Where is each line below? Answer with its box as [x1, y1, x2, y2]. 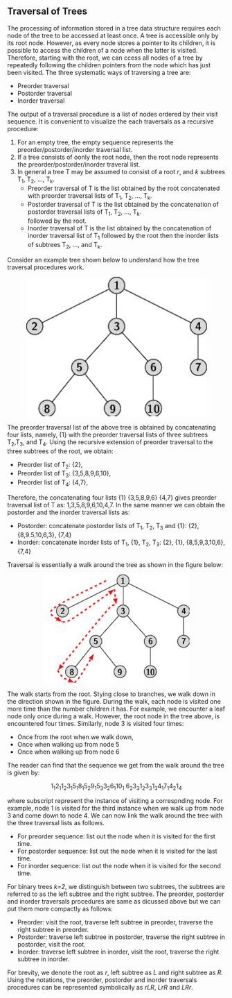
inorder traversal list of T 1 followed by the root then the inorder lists [27, 232, 220, 242]
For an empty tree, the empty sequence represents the [17, 138, 174, 146]
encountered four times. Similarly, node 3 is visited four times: [7, 719, 184, 727]
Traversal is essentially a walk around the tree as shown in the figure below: [7, 560, 224, 568]
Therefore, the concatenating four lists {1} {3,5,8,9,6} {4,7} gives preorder [7, 493, 217, 502]
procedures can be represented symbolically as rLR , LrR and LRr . [7, 983, 194, 992]
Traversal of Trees [7, 6, 88, 17]
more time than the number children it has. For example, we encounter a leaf [7, 704, 226, 713]
